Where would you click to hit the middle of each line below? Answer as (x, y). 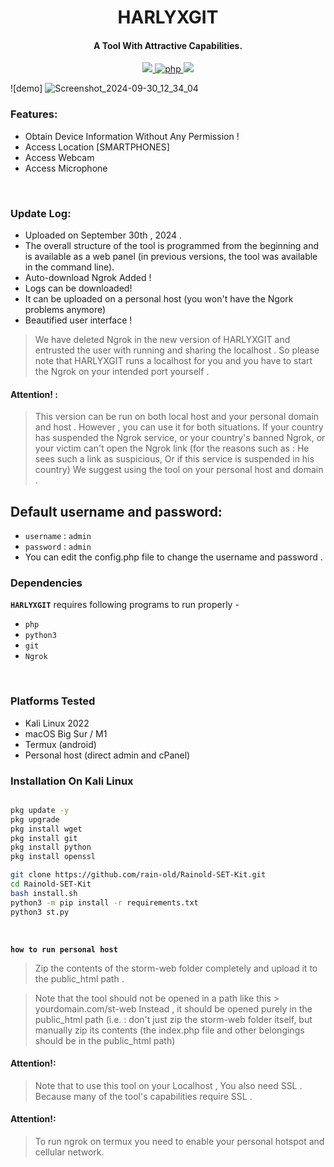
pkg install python (51, 847)
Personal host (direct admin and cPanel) (107, 755)
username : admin (58, 535)
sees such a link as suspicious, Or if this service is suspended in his (174, 459)
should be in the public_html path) (105, 1040)
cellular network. (69, 1152)
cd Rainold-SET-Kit (51, 884)
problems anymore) (65, 309)
